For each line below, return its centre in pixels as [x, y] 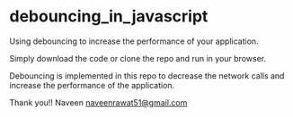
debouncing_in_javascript [109, 17]
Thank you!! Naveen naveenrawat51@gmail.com [98, 102]
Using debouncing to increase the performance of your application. [134, 41]
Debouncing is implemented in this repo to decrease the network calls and [147, 75]
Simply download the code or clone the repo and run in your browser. [138, 58]
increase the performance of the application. [92, 85]
